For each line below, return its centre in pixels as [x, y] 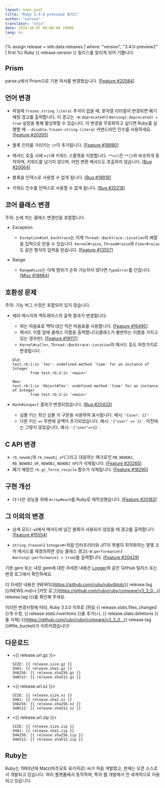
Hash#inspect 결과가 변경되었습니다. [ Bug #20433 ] [62, 405]
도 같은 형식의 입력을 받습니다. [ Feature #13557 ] [66, 250]
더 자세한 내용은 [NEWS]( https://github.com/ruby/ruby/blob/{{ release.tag [79, 584]
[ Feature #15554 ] [30, 535]
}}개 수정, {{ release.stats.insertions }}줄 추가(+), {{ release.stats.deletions [79, 613]
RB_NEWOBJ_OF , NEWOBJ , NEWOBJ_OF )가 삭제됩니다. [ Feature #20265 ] [77, 463]
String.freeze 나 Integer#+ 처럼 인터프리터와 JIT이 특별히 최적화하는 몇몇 [83, 545]
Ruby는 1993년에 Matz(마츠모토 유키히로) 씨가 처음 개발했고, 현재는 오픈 [75, 768]
